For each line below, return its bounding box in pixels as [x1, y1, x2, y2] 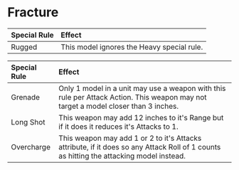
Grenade [11, 92, 41, 102]
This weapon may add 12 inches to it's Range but [58, 112, 224, 122]
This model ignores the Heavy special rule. [60, 42, 203, 52]
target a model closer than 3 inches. [58, 101, 179, 111]
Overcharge [11, 142, 51, 152]
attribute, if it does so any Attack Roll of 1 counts [58, 142, 221, 152]
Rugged [11, 42, 38, 52]
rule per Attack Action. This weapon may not [58, 92, 208, 102]
